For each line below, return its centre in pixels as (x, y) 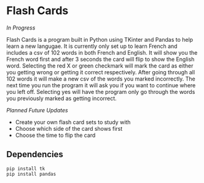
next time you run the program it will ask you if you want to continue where (101, 85)
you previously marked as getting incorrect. (61, 98)
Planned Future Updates (37, 110)
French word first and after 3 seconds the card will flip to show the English (100, 59)
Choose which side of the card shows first (69, 128)
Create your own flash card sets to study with (73, 122)
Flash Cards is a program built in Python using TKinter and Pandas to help (100, 39)
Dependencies (35, 154)
